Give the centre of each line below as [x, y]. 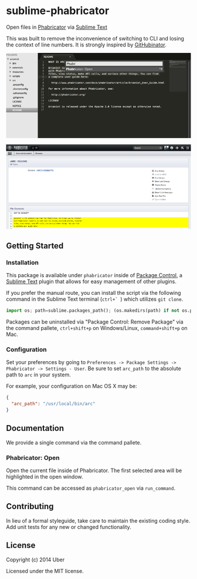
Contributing [30, 506]
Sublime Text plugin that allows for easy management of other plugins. [91, 282]
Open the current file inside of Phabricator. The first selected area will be [94, 470]
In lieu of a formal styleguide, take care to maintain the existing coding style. [98, 520]
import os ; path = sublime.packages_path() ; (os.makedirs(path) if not [93, 311]
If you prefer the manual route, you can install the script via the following [94, 293]
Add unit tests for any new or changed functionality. [69, 527]
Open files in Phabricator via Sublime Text [57, 27]
